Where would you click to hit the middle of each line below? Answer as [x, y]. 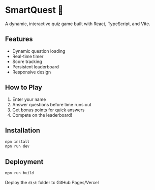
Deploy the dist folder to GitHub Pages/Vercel [52, 182]
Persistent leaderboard [35, 66]
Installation [23, 130]
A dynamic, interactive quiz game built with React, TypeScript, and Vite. [78, 24]
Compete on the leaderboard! [42, 115]
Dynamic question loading [39, 51]
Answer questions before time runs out [52, 104]
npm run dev [17, 146]
